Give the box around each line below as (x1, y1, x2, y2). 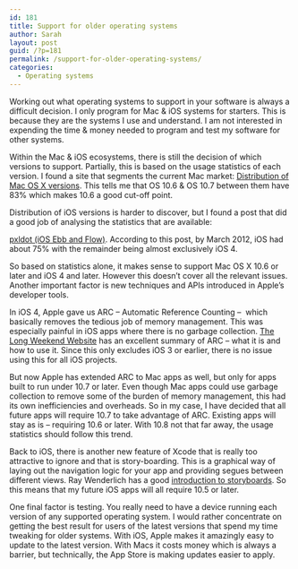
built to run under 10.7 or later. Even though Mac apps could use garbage (9, 381, 279, 392)
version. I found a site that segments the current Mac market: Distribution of (9, 170, 289, 181)
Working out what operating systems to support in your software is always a (9, 96, 290, 107)
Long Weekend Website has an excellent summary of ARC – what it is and (9, 335, 281, 346)
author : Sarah (9, 30, 63, 39)
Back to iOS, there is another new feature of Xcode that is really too (9, 445, 258, 457)
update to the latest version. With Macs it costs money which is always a (9, 539, 277, 550)
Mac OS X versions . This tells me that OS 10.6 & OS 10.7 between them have (9, 180, 290, 191)
